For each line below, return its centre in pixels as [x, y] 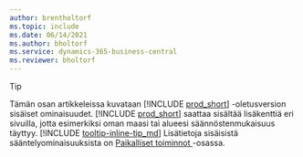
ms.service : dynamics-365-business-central [94, 52]
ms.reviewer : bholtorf [52, 60]
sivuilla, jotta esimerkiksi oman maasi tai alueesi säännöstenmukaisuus [142, 123]
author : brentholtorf [51, 18]
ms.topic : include [44, 26]
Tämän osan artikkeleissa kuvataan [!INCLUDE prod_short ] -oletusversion [148, 104]
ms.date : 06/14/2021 [49, 35]
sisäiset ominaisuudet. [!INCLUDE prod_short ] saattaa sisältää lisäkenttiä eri [151, 114]
